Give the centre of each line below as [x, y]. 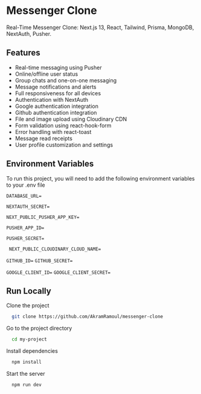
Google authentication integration [56, 106]
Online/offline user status [46, 74]
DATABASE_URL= [24, 196]
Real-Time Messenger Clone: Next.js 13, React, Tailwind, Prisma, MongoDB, [100, 27]
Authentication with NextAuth [52, 99]
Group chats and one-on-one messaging [66, 80]
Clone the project [28, 306]
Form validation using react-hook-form [63, 125]
